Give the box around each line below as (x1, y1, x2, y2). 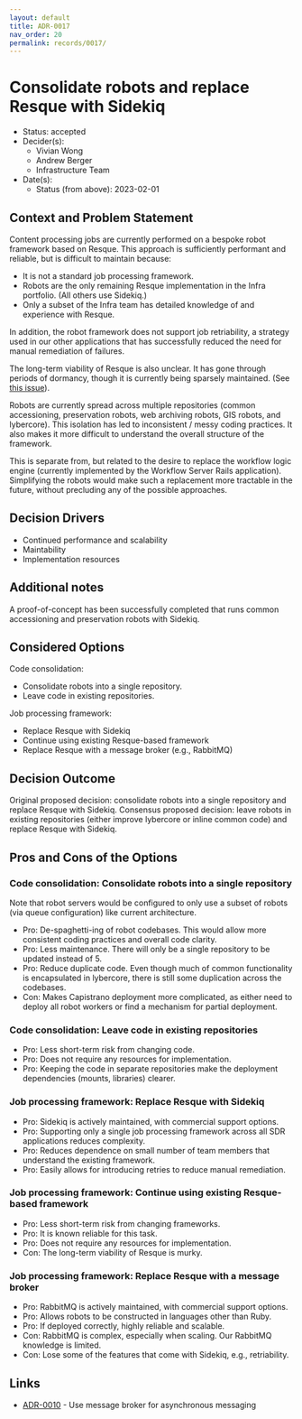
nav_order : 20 (9, 30, 63, 39)
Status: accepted (22, 126, 87, 137)
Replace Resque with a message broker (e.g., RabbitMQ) (22, 745, 233, 756)
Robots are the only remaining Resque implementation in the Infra (22, 281, 266, 291)
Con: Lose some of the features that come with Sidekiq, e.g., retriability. (22, 1349, 289, 1360)
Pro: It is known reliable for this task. (22, 1228, 158, 1238)
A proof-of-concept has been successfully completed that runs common (9, 604, 279, 615)
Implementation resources (22, 553, 120, 564)
